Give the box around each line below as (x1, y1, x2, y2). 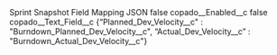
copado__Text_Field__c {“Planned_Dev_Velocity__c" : (9, 16, 203, 27)
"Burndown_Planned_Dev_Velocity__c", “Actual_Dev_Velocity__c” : (9, 26, 251, 37)
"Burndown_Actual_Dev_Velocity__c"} (9, 36, 148, 46)
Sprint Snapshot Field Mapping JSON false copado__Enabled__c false (9, 7, 268, 17)
